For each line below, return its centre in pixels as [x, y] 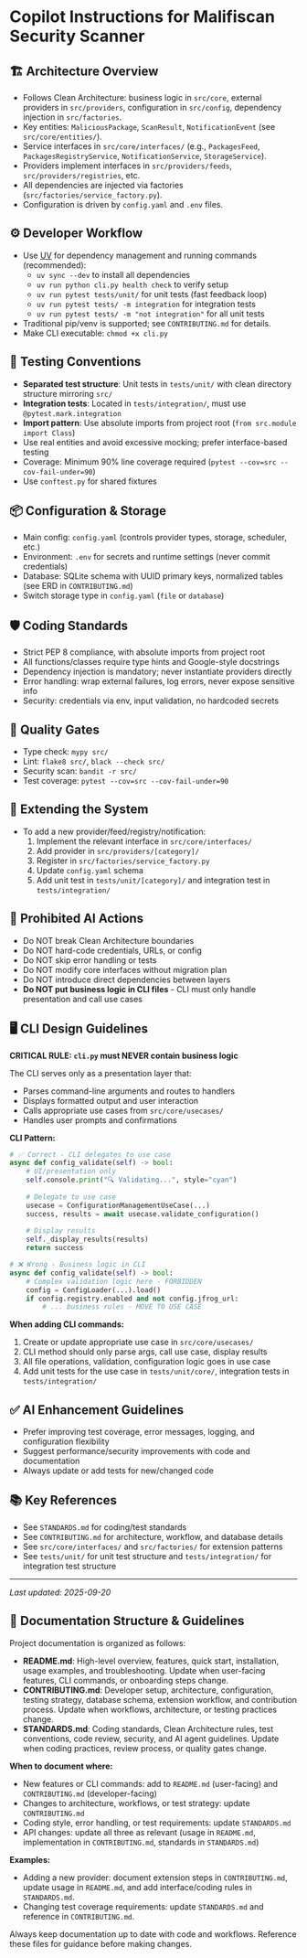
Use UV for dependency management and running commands [140, 255]
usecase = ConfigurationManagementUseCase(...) [118, 1205]
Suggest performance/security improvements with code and [137, 1451]
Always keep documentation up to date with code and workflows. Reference [153, 1934]
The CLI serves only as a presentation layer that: [101, 1073]
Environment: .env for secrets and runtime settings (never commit [147, 557]
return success [55, 1248]
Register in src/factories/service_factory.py [123, 861]
